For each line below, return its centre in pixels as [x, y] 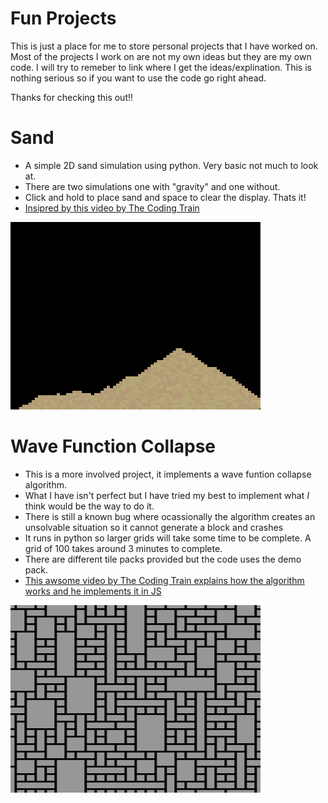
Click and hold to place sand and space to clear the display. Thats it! [165, 197]
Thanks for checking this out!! [72, 97]
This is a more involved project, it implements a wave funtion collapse [168, 474]
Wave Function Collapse [113, 446]
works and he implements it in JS [93, 591]
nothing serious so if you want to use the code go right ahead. [138, 78]
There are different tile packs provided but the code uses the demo [163, 559]
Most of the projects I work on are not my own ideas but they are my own [161, 56]
